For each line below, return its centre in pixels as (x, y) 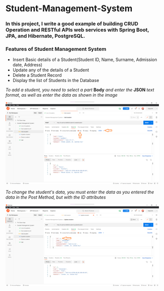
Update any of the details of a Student (51, 70)
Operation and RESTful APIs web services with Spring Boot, (77, 30)
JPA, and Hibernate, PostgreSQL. (46, 36)
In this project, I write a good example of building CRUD (72, 24)
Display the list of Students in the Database (56, 81)
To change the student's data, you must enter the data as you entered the (80, 192)
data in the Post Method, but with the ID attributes (56, 197)
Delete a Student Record (37, 75)
